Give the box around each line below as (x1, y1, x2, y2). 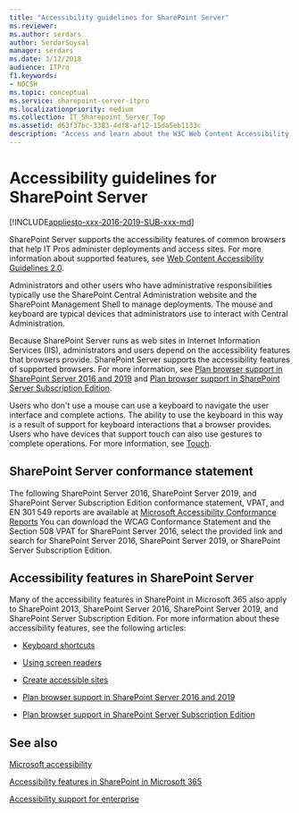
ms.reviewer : (9, 21, 58, 30)
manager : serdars (9, 47, 74, 55)
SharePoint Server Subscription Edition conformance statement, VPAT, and (9, 497, 285, 508)
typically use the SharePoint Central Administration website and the (9, 289, 257, 300)
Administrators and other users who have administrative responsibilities (9, 279, 272, 291)
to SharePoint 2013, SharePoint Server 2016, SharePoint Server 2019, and (9, 604, 278, 614)
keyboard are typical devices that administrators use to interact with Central (9, 308, 288, 318)
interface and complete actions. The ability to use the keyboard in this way (9, 409, 284, 420)
